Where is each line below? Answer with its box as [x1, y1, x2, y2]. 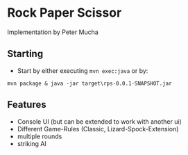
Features [7, 99, 46, 111]
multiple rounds [17, 132, 62, 140]
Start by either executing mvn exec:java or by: [17, 66, 148, 74]
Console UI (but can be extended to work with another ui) [17, 117, 182, 126]
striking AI [17, 139, 46, 147]
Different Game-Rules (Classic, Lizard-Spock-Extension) [17, 124, 179, 133]
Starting [7, 48, 44, 60]
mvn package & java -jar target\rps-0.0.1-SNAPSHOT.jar [7, 80, 172, 87]
